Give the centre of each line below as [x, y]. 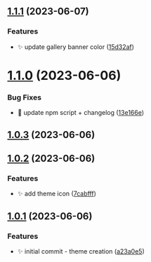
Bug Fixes [25, 97]
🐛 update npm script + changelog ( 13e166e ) [81, 113]
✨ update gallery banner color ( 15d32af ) [76, 47]
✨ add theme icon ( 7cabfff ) [57, 194]
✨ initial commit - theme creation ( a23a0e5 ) [81, 251]
